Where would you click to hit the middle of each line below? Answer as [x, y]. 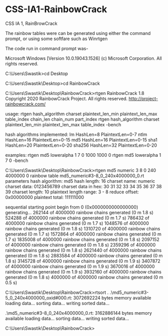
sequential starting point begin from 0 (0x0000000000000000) [72, 207]
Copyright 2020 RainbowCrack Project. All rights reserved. [67, 98]
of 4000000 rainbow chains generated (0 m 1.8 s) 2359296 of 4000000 [80, 245]
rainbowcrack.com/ [26, 104]
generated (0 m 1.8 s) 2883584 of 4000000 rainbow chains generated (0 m [84, 255]
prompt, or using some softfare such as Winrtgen [56, 39]
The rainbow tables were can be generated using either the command [78, 33]
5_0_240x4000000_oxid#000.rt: [39, 297]
